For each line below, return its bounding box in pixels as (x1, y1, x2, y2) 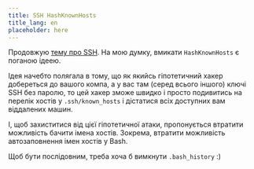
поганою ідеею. (8, 56, 61, 65)
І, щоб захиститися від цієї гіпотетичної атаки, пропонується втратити (8, 119, 244, 130)
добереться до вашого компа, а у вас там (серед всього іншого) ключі (8, 79, 246, 89)
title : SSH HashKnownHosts (8, 11, 97, 20)
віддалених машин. (8, 105, 73, 114)
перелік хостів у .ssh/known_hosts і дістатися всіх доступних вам (8, 96, 226, 106)
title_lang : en (8, 19, 58, 27)
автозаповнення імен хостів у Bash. (8, 137, 128, 146)
